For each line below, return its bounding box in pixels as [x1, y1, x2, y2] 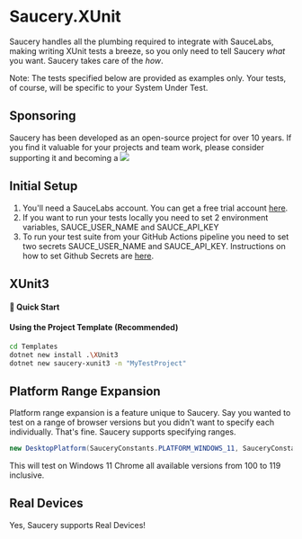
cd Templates [9, 342, 58, 351]
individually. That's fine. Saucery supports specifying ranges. [9, 427, 236, 437]
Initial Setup [9, 178, 78, 194]
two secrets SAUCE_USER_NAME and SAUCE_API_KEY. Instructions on [22, 240, 286, 251]
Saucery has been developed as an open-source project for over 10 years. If [9, 132, 292, 143]
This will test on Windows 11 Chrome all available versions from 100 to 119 [9, 461, 281, 472]
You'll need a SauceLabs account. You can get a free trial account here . [22, 202, 289, 213]
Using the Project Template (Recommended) [9, 322, 179, 333]
